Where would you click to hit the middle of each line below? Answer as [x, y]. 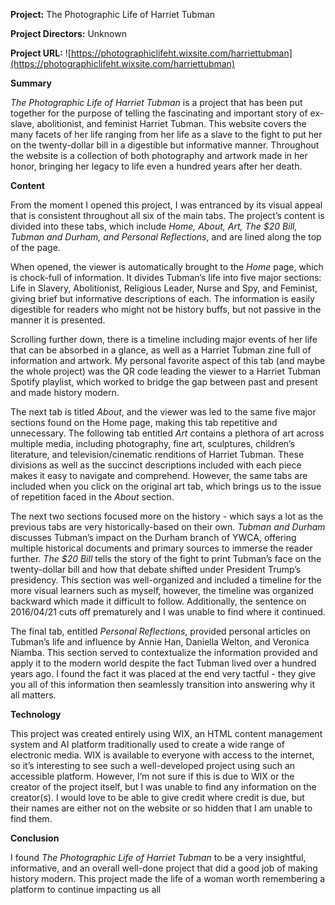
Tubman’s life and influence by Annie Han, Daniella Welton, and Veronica [160, 642]
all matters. [33, 695]
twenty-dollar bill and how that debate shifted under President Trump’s [156, 569]
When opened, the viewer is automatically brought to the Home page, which [167, 267]
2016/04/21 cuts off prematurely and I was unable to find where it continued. [168, 612]
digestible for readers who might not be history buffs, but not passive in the [166, 309]
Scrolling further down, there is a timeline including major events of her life [164, 339]
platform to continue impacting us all [86, 889]
